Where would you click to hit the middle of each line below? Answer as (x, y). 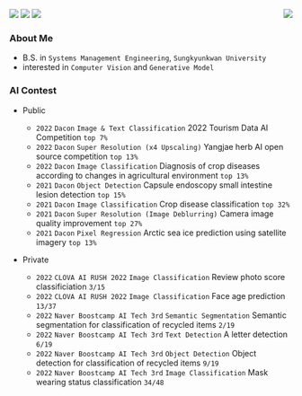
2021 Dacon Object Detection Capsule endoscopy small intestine (154, 185)
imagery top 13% (66, 242)
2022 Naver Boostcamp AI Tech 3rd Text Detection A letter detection (162, 334)
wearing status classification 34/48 (100, 382)
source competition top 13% (87, 156)
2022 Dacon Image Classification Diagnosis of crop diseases (148, 165)
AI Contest (33, 91)
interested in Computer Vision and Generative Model (118, 67)
